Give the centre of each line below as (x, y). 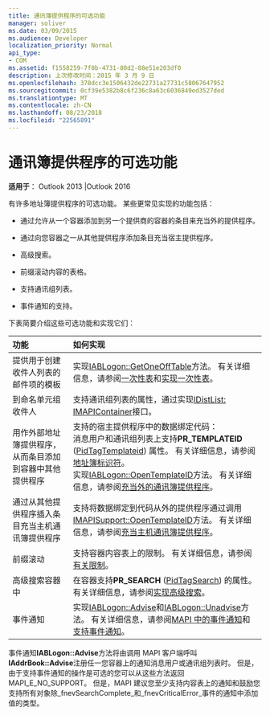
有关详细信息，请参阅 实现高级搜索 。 (141, 592)
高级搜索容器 (37, 580)
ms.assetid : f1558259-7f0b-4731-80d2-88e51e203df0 (95, 68)
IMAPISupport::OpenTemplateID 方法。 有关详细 (162, 520)
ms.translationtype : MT (48, 98)
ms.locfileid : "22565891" (51, 121)
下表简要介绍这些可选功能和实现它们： (72, 323)
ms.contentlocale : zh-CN (50, 105)
